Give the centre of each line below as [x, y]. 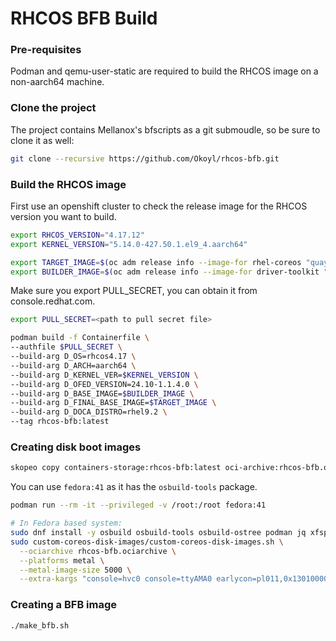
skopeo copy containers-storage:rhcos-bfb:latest [116, 468]
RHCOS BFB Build [84, 18]
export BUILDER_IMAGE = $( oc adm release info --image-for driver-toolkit [165, 272]
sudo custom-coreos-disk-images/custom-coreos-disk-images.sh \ [147, 542]
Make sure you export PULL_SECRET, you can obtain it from [134, 291]
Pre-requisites [46, 50]
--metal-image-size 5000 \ [75, 570]
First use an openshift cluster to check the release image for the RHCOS [159, 206]
